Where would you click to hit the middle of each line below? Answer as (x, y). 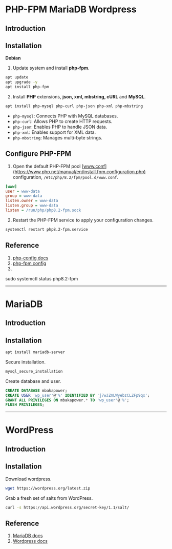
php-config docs (30, 258)
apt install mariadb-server (35, 352)
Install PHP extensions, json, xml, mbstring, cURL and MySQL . (79, 97)
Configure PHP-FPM (38, 154)
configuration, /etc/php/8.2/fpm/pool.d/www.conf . (66, 177)
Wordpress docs (30, 541)
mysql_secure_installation (34, 371)
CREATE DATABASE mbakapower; (36, 391)
